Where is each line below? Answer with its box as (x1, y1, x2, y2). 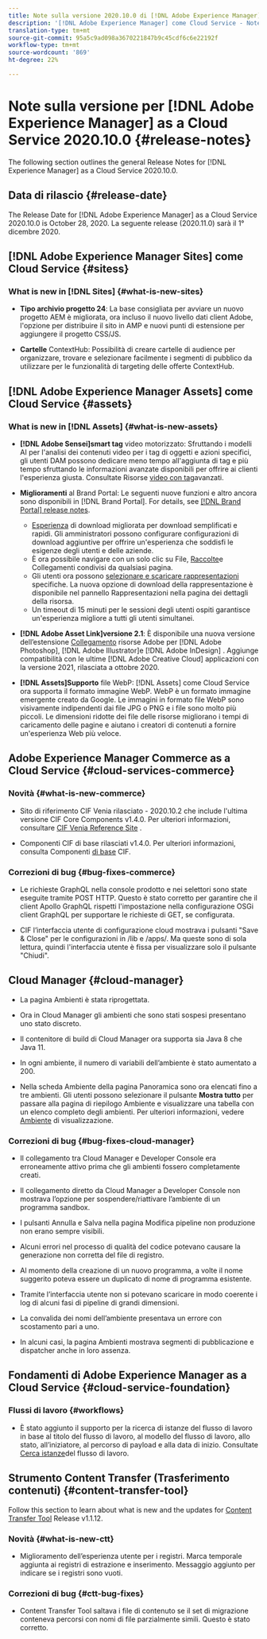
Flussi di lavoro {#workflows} (8, 1405, 125, 1416)
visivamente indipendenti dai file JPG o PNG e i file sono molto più (19, 703, 237, 712)
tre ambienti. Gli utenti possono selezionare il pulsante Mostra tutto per (19, 1090, 254, 1099)
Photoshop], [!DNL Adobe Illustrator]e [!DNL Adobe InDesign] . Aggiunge (19, 645, 259, 655)
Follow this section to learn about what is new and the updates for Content (8, 1505, 252, 1514)
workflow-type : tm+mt (8, 41, 80, 49)
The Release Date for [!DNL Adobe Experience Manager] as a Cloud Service (8, 210, 257, 219)
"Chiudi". (19, 951, 49, 960)
